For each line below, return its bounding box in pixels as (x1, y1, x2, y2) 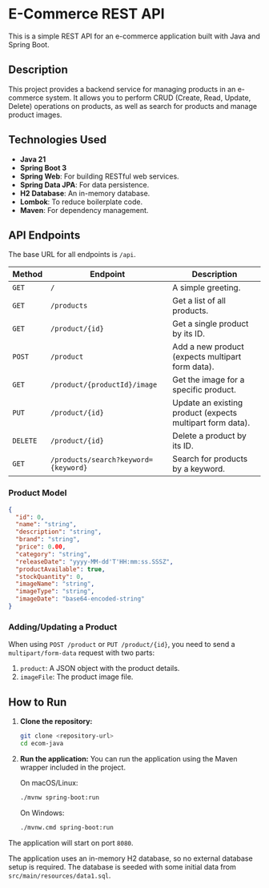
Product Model (8, 488, 67, 499)
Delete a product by (171, 430, 247, 441)
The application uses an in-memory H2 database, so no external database (8, 854, 254, 863)
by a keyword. (171, 464, 226, 475)
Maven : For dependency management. (19, 205, 149, 215)
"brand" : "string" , (15, 536, 81, 544)
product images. (8, 110, 62, 119)
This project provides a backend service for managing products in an (8, 84, 236, 94)
